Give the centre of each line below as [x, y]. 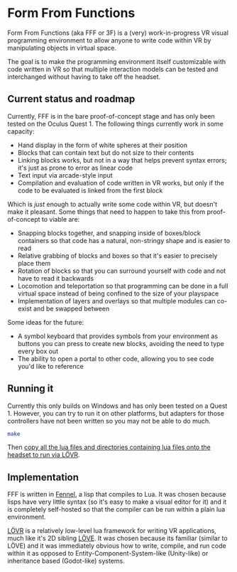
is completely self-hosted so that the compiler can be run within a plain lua [116, 509]
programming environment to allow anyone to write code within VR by [109, 40]
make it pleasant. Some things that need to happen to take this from [106, 212]
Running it [31, 389]
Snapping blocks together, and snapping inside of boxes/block [109, 233]
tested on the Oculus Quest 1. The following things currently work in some [115, 124]
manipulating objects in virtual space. [62, 48]
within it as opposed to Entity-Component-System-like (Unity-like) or [108, 554]
